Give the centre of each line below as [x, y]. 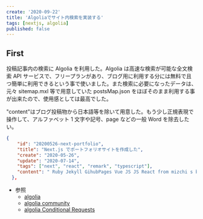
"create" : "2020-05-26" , [48, 155]
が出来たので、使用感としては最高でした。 [59, 99]
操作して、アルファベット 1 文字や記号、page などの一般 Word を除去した [98, 119]
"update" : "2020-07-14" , [48, 161]
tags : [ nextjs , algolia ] [37, 23]
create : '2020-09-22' [34, 12]
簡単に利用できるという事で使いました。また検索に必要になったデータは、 [104, 84]
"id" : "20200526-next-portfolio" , [60, 144]
